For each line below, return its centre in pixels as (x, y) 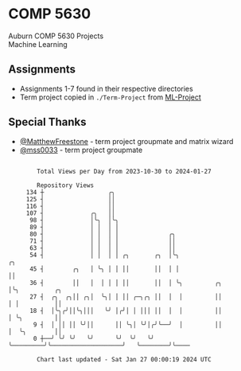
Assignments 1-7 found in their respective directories (106, 88)
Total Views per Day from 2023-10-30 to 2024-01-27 (124, 171)
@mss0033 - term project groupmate (81, 150)
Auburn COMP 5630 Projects (56, 36)
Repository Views (65, 185)
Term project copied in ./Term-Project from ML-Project (110, 97)
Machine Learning (38, 44)
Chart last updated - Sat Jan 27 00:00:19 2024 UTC (124, 359)
